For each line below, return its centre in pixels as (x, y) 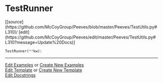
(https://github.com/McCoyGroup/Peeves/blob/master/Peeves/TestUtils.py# (81, 27)
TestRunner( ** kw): (24, 51)
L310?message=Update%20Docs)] (40, 42)
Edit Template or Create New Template (44, 70)
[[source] (14, 22)
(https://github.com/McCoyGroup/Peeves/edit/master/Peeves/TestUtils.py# (81, 37)
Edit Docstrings (20, 75)
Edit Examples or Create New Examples (44, 65)
